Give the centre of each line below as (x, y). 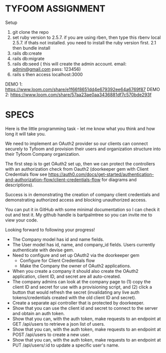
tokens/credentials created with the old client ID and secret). (74, 297)
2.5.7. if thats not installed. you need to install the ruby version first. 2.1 (84, 42)
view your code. (22, 220)
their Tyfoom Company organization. (43, 154)
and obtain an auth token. (39, 313)
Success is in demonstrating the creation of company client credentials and (83, 194)
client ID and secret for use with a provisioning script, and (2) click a (82, 287)
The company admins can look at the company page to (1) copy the (81, 281)
